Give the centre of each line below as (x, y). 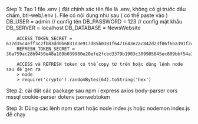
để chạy (16, 114)
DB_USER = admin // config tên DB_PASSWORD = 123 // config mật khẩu (94, 21)
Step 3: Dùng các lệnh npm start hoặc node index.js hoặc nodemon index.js (98, 108)
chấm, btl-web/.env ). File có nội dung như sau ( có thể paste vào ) (87, 15)
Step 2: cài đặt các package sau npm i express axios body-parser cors (92, 91)
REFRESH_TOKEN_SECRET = (46, 49)
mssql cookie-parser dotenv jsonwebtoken (58, 97)
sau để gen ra (24, 69)
